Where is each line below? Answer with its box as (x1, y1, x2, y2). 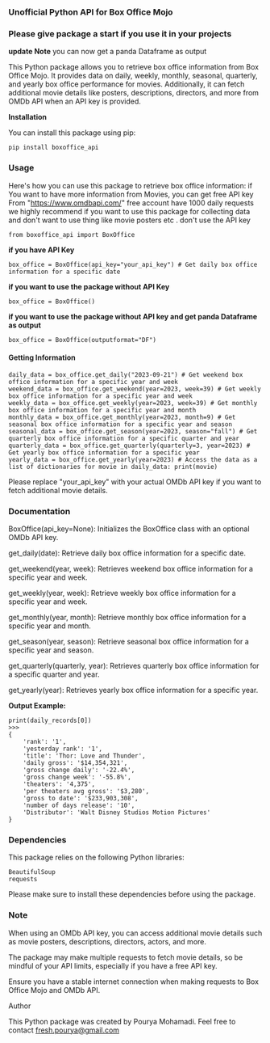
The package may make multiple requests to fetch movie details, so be (8, 952, 243, 962)
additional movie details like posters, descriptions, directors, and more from (8, 88, 260, 98)
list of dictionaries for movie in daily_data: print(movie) (8, 462, 218, 471)
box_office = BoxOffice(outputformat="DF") (8, 336, 157, 344)
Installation (8, 112, 47, 122)
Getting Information (8, 353, 77, 362)
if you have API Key (8, 245, 75, 255)
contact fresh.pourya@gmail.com (8, 1025, 119, 1035)
